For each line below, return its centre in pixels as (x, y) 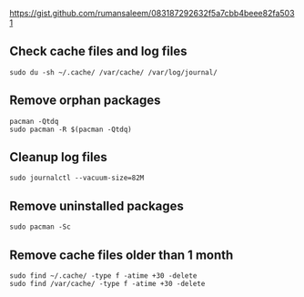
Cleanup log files (58, 157)
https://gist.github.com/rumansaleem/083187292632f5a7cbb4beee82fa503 (152, 13)
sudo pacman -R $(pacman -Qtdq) (71, 129)
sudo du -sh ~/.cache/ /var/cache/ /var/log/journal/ (114, 72)
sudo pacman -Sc (40, 227)
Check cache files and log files (98, 51)
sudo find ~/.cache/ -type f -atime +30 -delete (103, 276)
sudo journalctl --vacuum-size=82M (77, 178)
